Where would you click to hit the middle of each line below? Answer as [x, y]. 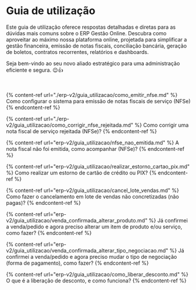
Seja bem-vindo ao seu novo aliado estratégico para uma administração [93, 63]
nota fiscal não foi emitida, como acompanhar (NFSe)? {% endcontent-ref [95, 149]
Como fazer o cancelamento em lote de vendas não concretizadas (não [92, 196]
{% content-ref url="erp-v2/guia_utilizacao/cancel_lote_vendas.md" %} [92, 190]
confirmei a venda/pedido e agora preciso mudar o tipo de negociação [92, 257]
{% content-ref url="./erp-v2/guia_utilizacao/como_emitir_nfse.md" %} [92, 95]
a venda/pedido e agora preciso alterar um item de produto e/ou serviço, [94, 227]
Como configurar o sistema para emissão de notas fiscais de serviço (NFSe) [98, 101]
